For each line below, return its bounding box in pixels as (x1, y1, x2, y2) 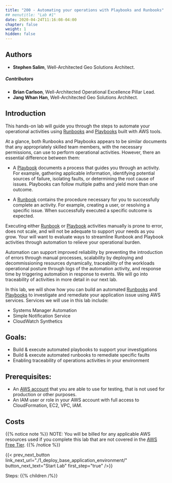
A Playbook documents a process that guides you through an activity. (12, 164, 160, 171)
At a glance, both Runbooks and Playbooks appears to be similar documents (5, 138, 167, 144)
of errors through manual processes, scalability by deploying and (5, 254, 143, 261)
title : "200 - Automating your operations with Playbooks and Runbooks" (5, 7, 164, 13)
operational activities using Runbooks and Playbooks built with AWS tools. (5, 128, 162, 134)
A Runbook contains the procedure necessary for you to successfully (12, 196, 160, 202)
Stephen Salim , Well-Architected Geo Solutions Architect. (12, 64, 135, 70)
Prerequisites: (5, 372, 51, 381)
